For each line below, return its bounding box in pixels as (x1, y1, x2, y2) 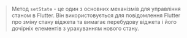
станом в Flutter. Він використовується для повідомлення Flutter (11, 12, 181, 19)
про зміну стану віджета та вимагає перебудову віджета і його (11, 18, 177, 25)
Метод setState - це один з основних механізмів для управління (11, 6, 181, 12)
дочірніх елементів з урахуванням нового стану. (11, 25, 139, 32)
